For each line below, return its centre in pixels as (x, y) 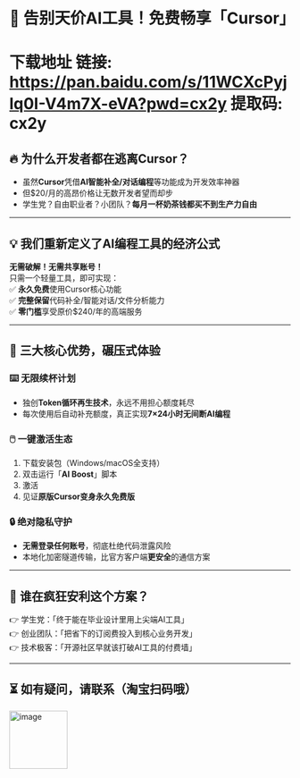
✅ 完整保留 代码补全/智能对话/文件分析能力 (87, 300)
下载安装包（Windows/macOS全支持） (93, 462)
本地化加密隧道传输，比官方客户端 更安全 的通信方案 (116, 557)
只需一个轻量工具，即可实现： (64, 278)
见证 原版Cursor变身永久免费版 (79, 496)
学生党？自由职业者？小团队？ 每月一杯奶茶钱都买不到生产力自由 (139, 204)
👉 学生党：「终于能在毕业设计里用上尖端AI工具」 (99, 620)
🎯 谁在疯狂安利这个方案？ (79, 596)
